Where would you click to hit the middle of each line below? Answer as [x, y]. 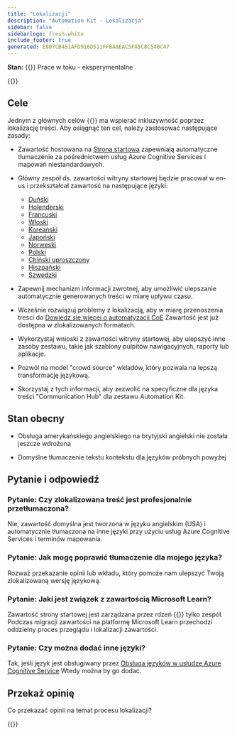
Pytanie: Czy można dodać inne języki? [77, 648]
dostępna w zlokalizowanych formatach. [77, 325]
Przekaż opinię [41, 693]
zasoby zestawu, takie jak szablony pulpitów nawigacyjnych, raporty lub [123, 346]
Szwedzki [43, 275]
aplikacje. [32, 354]
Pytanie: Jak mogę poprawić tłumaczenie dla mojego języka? [115, 557]
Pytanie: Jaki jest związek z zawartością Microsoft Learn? [109, 599]
